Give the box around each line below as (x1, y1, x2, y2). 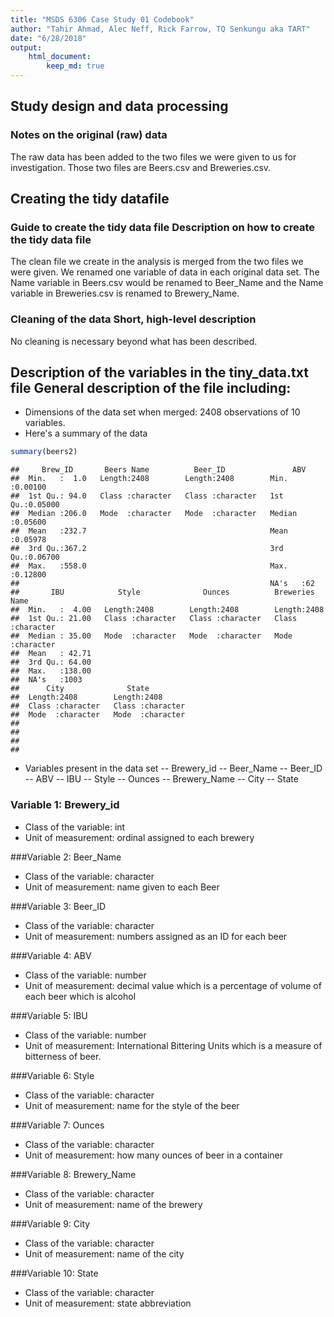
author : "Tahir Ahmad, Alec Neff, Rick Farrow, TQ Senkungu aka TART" (10, 24, 311, 34)
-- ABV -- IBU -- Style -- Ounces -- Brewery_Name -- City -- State (24, 773, 299, 785)
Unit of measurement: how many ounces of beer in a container (24, 1149, 283, 1161)
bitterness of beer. (24, 1050, 102, 1062)
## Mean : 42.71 (10, 649, 92, 659)
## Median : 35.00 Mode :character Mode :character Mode (10, 631, 293, 641)
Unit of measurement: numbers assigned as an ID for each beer (24, 930, 288, 942)
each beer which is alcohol (24, 990, 137, 1002)
